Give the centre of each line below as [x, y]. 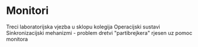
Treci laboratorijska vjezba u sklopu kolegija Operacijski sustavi [83, 27]
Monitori [27, 11]
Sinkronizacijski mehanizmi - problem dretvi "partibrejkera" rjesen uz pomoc [99, 32]
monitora [17, 39]
